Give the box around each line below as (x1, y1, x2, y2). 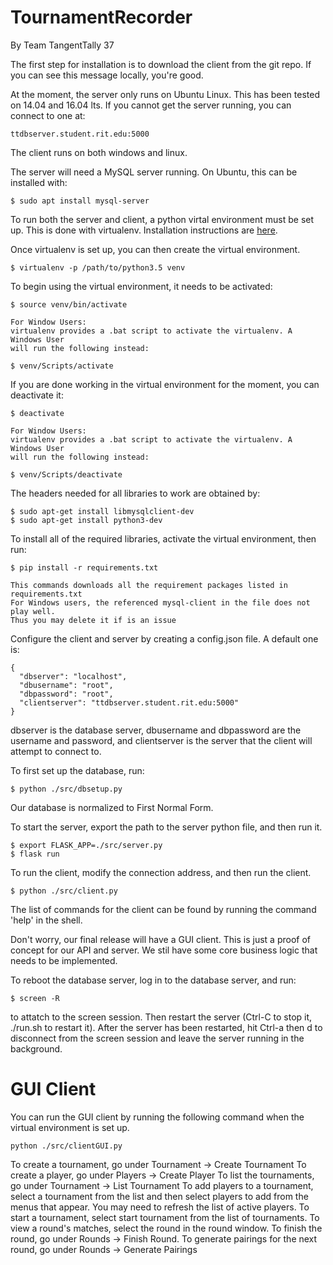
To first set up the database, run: (10, 764, 145, 776)
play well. (10, 606, 56, 616)
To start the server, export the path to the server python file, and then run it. (10, 821, 323, 833)
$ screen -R (10, 993, 60, 1003)
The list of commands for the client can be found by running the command (10, 903, 317, 915)
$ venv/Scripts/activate (10, 361, 114, 371)
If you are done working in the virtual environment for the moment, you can (10, 378, 320, 390)
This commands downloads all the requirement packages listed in (10, 580, 288, 590)
